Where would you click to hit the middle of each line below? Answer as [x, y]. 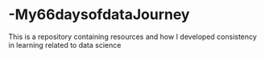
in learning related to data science [65, 44]
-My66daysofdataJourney [99, 15]
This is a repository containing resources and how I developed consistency [133, 37]
